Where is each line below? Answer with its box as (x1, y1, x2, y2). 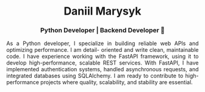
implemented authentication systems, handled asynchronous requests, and (6, 66, 199, 73)
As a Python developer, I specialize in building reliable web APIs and (6, 40, 199, 47)
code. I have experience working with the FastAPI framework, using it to (6, 53, 199, 60)
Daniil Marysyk (63, 4, 142, 18)
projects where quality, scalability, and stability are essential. (40, 79, 193, 86)
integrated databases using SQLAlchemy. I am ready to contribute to (6, 72, 184, 80)
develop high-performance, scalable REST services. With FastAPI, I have (6, 59, 199, 66)
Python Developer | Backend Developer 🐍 (40, 26, 165, 35)
